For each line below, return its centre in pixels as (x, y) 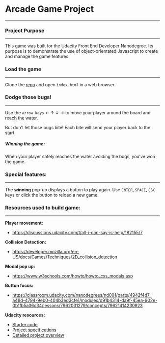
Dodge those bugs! (28, 97)
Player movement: (24, 223)
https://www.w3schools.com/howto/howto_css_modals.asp (72, 276)
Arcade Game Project (50, 9)
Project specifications (34, 330)
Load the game (23, 69)
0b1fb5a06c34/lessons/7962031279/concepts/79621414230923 (77, 306)
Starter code (25, 325)
